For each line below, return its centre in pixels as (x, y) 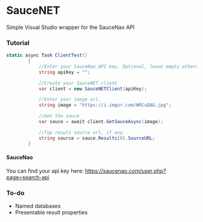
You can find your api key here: (45, 171)
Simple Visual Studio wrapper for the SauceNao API (70, 27)
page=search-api (28, 177)
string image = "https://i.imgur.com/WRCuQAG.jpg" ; (105, 105)
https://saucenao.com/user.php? (125, 171)
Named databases (38, 206)
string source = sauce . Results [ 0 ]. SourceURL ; (97, 138)
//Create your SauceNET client (78, 83)
